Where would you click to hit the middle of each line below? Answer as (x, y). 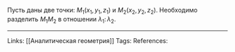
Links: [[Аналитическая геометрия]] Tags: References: (87, 40)
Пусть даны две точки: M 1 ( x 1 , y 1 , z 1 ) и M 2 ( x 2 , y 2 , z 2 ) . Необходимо (102, 11)
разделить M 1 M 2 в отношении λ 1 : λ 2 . (62, 20)
